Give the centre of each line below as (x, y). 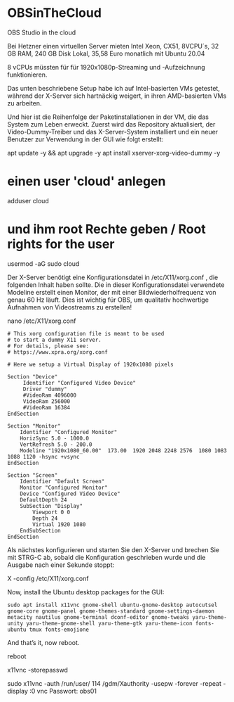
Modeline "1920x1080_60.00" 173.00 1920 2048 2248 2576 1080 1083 (124, 451)
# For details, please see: (48, 346)
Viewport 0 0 (51, 512)
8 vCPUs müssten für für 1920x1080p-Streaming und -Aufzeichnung (106, 67)
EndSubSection (40, 530)
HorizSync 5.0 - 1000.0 (55, 438)
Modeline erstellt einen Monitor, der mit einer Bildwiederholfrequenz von (112, 292)
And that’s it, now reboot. (43, 642)
